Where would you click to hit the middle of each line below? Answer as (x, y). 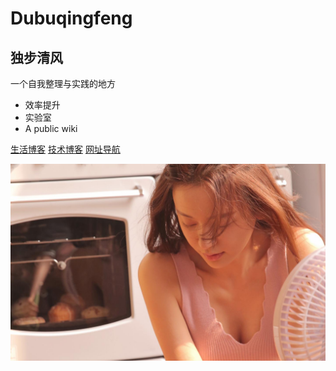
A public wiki (51, 128)
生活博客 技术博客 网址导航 (65, 149)
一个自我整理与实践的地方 (63, 83)
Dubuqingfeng (71, 18)
